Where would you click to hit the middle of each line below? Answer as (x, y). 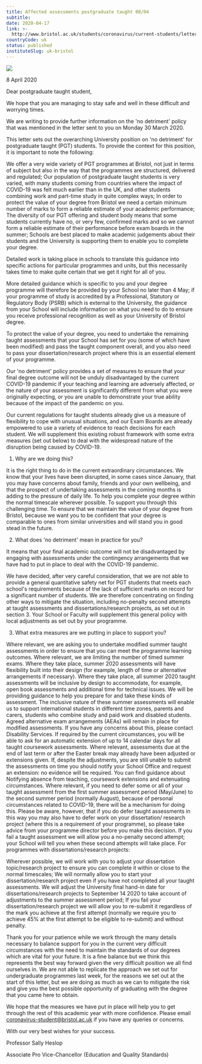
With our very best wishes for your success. (61, 1031)
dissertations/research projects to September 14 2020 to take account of (96, 893)
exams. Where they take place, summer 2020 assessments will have (91, 663)
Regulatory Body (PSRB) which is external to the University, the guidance (97, 303)
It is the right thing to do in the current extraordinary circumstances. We (95, 470)
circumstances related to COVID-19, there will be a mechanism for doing (96, 804)
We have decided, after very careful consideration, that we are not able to (98, 576)
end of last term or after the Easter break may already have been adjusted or (101, 753)
